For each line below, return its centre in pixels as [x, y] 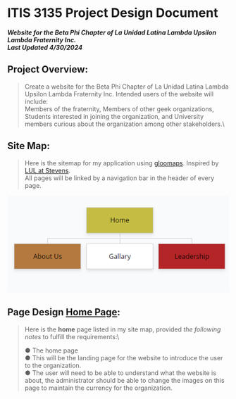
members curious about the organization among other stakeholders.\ [125, 124]
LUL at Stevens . [48, 170]
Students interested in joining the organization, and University [114, 116]
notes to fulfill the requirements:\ [72, 336]
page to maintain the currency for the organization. [98, 388]
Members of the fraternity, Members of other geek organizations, [119, 109]
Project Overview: [48, 69]
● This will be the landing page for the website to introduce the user [124, 357]
